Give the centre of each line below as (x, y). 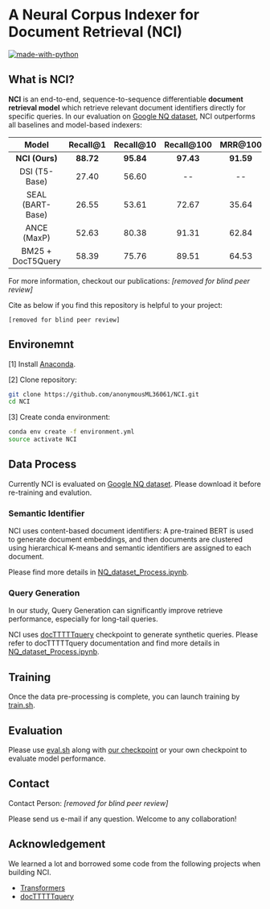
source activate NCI (43, 440)
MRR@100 (241, 144)
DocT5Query (37, 261)
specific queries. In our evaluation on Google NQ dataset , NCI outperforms (132, 116)
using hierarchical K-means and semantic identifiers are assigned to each (130, 548)
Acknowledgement (57, 844)
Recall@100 (188, 144)
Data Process (43, 465)
